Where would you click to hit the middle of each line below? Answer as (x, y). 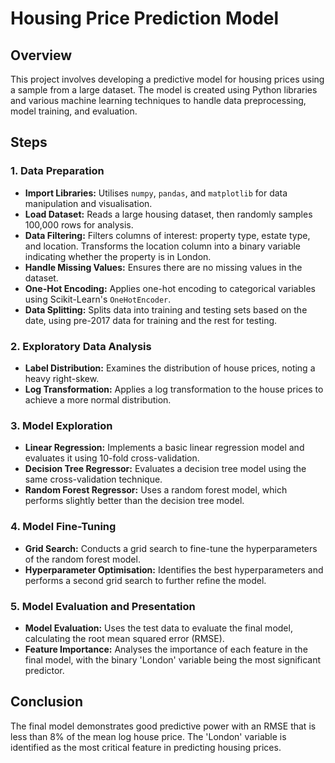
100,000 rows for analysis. (79, 224)
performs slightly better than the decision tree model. (134, 501)
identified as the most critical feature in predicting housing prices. (146, 747)
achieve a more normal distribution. (98, 399)
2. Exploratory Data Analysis (81, 346)
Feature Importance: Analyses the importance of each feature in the (166, 649)
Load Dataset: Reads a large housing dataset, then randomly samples (168, 214)
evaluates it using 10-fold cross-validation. (112, 458)
